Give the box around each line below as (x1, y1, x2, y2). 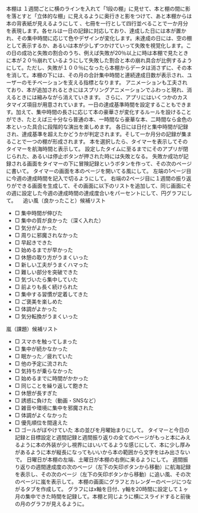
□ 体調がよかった (14, 306, 57, 312)
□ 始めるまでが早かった (14, 247, 73, 253)
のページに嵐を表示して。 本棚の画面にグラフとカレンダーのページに (14, 478, 182, 485)
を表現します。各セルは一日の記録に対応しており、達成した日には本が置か (6, 27, 187, 34)
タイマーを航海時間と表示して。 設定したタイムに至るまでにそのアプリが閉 (6, 145, 189, 152)
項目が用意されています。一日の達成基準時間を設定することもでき (26, 101, 187, 108)
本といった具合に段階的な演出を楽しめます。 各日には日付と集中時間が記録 (6, 123, 189, 130)
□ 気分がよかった (14, 224, 57, 231)
